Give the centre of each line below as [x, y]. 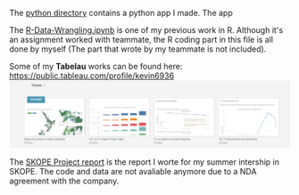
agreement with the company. [64, 181]
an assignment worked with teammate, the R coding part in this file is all [141, 40]
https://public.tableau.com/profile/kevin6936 [92, 76]
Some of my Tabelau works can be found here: [96, 66]
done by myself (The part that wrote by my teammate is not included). [138, 49]
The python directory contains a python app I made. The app [121, 13]
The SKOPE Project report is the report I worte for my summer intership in [144, 162]
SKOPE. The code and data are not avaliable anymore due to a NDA [133, 171]
